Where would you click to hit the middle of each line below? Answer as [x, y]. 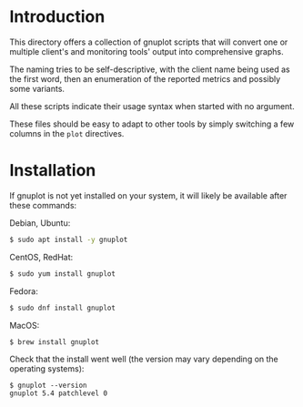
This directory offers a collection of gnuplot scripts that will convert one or [149, 42]
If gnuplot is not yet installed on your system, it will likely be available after [148, 195]
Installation [53, 171]
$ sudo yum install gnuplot [63, 274]
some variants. [37, 88]
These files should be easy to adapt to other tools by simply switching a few [152, 124]
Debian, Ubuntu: [40, 223]
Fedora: [24, 291]
